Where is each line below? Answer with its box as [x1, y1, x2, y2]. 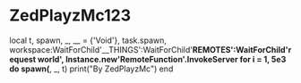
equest [9, 54, 37, 64]
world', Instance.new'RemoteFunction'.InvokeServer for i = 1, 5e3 [37, 54, 287, 64]
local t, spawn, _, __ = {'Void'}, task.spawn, [9, 35, 168, 46]
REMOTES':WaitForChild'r [192, 44, 292, 54]
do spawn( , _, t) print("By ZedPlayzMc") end [9, 63, 174, 74]
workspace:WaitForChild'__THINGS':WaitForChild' [9, 44, 193, 54]
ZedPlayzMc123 [9, 5, 132, 26]
